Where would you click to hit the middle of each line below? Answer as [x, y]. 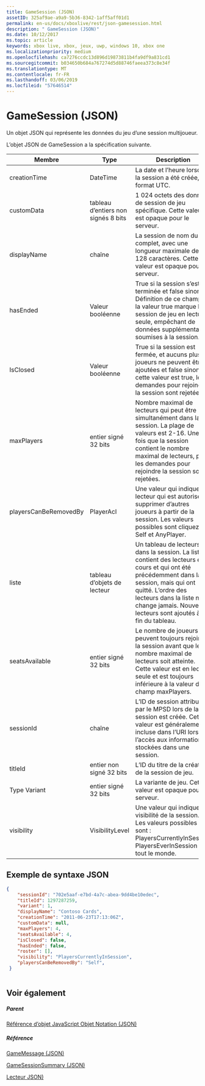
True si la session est [165, 347]
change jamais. [157, 605]
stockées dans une [162, 747]
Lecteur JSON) [25, 1077]
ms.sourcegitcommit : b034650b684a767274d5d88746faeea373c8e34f [88, 63]
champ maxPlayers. [164, 691]
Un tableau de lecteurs [167, 544]
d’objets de [106, 582]
